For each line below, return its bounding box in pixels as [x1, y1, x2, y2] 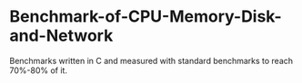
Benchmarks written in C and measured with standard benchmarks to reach [9, 55, 294, 66]
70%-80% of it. [9, 65, 68, 76]
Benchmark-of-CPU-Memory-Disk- [9, 6, 282, 27]
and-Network [9, 25, 114, 46]
